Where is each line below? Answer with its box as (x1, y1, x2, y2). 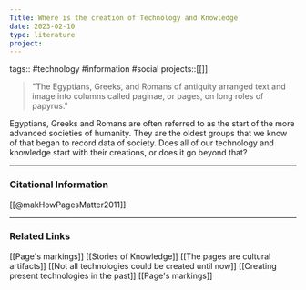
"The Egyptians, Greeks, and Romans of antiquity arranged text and (31, 81, 287, 92)
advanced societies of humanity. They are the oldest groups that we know (9, 128, 288, 139)
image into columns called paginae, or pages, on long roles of (31, 91, 264, 102)
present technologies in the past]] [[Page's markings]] (9, 270, 213, 281)
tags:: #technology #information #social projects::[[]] (9, 64, 209, 75)
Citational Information (9, 178, 109, 191)
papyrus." (31, 101, 68, 112)
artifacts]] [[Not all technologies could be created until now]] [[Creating (9, 260, 278, 271)
